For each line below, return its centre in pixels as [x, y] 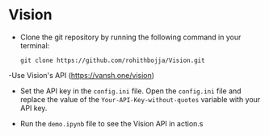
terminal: [35, 45]
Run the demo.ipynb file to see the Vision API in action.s [111, 123]
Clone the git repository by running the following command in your [130, 37]
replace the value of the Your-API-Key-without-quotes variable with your [140, 99]
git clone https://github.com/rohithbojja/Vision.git [112, 60]
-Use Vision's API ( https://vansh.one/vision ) [82, 75]
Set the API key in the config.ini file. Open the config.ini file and [130, 91]
